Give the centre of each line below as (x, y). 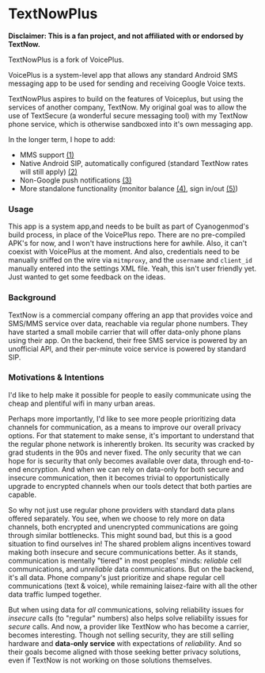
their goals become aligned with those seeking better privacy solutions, (125, 652)
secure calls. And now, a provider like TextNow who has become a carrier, (129, 626)
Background (32, 298)
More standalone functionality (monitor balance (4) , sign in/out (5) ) (129, 188)
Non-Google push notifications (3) (76, 180)
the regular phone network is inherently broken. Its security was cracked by (131, 444)
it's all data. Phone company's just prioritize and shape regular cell (117, 577)
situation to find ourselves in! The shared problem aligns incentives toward (130, 544)
